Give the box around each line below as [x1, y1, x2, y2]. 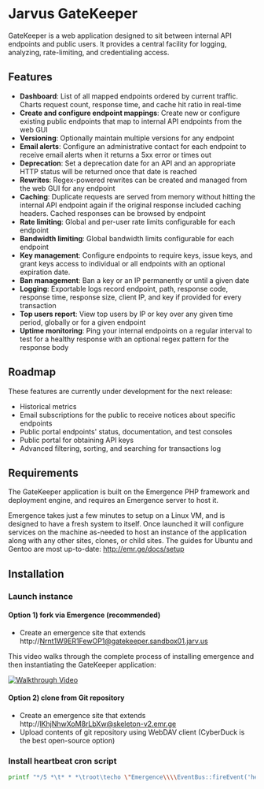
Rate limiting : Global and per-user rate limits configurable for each [19, 217, 236, 226]
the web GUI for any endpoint [19, 183, 115, 193]
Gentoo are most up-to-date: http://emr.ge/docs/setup [8, 545, 185, 554]
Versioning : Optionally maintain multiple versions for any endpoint [19, 133, 235, 143]
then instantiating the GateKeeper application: [8, 660, 157, 669]
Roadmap [8, 366, 57, 379]
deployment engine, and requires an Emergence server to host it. [8, 496, 218, 505]
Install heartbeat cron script [8, 756, 117, 767]
